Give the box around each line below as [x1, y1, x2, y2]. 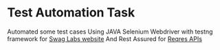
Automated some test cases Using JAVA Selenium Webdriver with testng [7, 27, 213, 36]
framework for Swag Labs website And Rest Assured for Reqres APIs [7, 34, 203, 42]
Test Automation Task [7, 5, 135, 21]
